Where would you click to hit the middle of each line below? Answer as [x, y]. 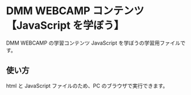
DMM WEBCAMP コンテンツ [75, 11]
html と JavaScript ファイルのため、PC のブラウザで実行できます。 [87, 86]
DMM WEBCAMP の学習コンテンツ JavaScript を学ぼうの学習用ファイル [93, 43]
